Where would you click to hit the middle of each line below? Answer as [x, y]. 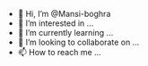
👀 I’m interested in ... [56, 23]
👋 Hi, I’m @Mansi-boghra [64, 14]
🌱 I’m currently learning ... [65, 33]
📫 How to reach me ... [59, 52]
